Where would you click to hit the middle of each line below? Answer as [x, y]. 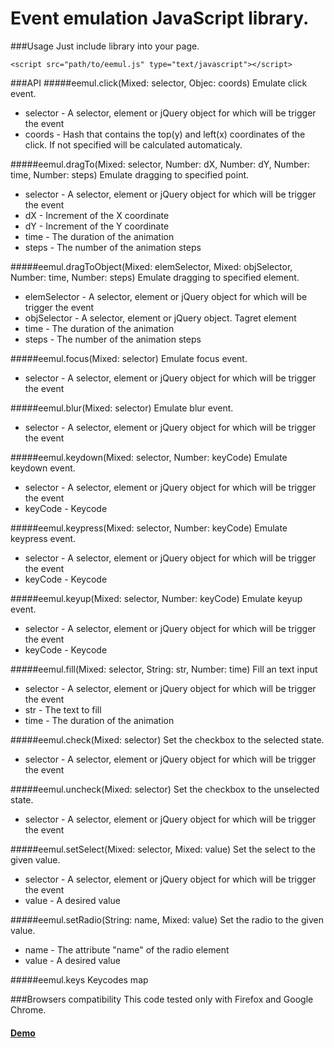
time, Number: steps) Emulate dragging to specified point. [130, 174]
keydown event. [43, 468]
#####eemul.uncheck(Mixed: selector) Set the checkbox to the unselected [165, 789]
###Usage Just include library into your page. [105, 46]
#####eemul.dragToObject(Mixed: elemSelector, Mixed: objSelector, [151, 266]
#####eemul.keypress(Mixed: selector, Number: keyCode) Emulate [149, 528]
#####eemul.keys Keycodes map [79, 979]
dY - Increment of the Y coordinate [97, 226]
